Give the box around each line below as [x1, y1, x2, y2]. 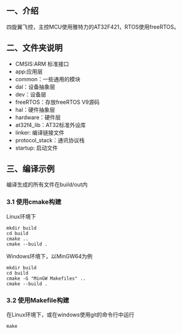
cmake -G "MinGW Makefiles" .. [6, 275, 86, 281]
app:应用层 [15, 68, 43, 75]
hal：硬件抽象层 [15, 106, 56, 113]
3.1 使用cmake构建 [6, 198, 62, 206]
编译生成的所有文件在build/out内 [6, 181, 88, 188]
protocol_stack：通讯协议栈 [15, 136, 85, 143]
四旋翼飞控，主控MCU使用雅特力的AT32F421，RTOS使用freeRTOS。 [6, 23, 180, 31]
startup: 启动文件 [15, 144, 58, 151]
